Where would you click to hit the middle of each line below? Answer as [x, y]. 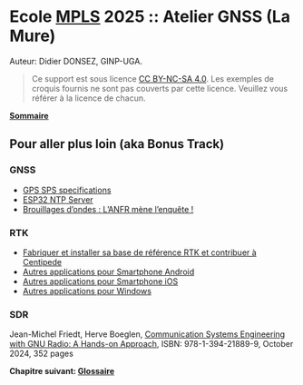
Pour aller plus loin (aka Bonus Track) [117, 144]
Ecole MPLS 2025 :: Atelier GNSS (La [150, 17]
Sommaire [29, 115]
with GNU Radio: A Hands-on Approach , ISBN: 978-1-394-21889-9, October [151, 344]
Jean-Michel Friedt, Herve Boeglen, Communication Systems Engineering [147, 334]
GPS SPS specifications [67, 190]
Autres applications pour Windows [87, 291]
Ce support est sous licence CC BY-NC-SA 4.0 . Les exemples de [153, 78]
